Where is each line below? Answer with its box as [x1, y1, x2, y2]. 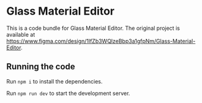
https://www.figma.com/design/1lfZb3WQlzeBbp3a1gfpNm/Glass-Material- [6, 37, 196, 44]
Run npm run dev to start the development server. [6, 90, 130, 97]
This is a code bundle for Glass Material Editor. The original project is [6, 24, 181, 32]
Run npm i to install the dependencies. [6, 77, 103, 85]
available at [6, 30, 36, 38]
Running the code [6, 62, 75, 72]
